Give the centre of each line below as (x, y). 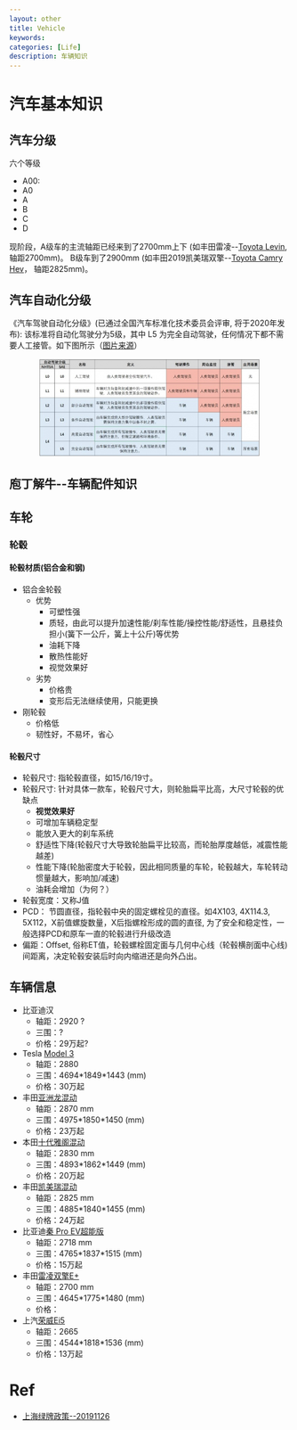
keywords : (28, 37)
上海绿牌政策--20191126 (66, 1416)
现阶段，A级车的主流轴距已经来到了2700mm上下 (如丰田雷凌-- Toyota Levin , (148, 247)
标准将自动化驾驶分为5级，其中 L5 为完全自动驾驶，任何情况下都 (150, 333)
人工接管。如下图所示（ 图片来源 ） (79, 345)
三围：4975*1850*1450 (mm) (90, 1120)
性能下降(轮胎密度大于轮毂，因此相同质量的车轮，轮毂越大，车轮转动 (161, 867)
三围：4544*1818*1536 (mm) (89, 1343)
